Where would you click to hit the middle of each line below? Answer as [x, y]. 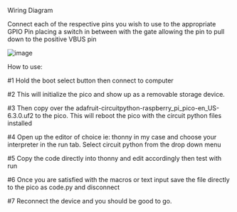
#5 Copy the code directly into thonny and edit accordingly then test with [115, 158]
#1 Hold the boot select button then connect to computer [91, 80]
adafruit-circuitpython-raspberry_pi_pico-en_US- [147, 108]
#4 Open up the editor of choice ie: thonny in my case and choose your [112, 137]
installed [20, 123]
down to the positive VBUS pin [52, 39]
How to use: [25, 67]
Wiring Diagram [30, 10]
